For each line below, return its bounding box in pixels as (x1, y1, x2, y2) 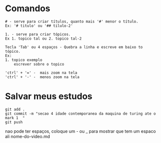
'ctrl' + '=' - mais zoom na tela (5, 70, 78, 75)
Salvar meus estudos (5, 91, 93, 102)
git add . (5, 107, 25, 112)
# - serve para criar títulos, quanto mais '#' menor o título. (5, 19, 139, 24)
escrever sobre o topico (14, 61, 64, 66)
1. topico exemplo (5, 57, 42, 62)
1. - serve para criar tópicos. (5, 32, 71, 37)
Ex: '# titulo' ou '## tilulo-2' (5, 23, 73, 28)
